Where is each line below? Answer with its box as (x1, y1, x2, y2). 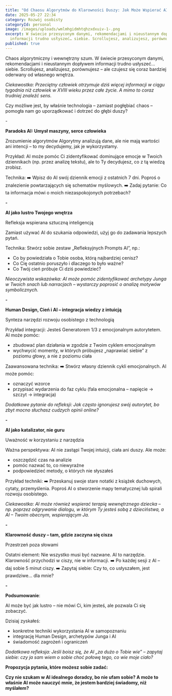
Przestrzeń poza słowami (5, 541, 59, 548)
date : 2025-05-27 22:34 (5, 12, 56, 17)
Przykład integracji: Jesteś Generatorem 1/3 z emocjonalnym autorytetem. (5, 326, 162, 332)
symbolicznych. (5, 287, 38, 293)
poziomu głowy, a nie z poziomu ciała (12, 353, 92, 359)
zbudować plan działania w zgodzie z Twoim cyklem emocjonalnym (12, 342, 156, 348)
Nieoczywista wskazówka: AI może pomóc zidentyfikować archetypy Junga (5, 276, 167, 282)
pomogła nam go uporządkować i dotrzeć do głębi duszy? (5, 108, 128, 114)
